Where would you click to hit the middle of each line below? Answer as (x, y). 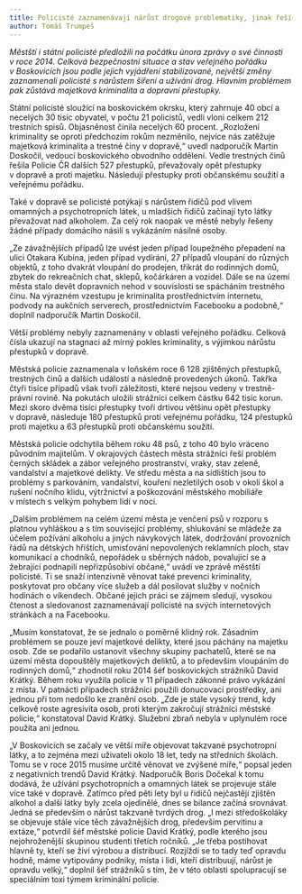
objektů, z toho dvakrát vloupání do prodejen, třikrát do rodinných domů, (144, 267)
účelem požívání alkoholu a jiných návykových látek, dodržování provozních (150, 538)
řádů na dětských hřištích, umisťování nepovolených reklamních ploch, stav (149, 547)
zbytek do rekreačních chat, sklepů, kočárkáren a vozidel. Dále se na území (150, 277)
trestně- (261, 388)
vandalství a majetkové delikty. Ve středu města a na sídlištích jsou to (137, 472)
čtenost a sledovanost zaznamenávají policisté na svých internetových (140, 605)
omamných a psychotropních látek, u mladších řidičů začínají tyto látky (141, 211)
